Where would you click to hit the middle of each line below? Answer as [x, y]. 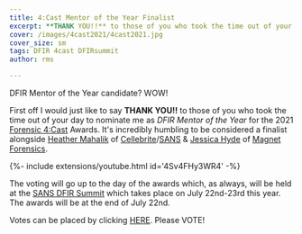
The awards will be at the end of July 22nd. [90, 202]
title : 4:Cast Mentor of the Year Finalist [92, 18]
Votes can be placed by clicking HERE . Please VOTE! [107, 220]
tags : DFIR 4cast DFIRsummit [64, 51]
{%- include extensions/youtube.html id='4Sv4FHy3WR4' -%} [125, 166]
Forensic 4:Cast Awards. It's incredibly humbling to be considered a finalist [148, 130]
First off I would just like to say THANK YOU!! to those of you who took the [148, 110]
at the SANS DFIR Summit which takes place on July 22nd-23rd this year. [145, 193]
